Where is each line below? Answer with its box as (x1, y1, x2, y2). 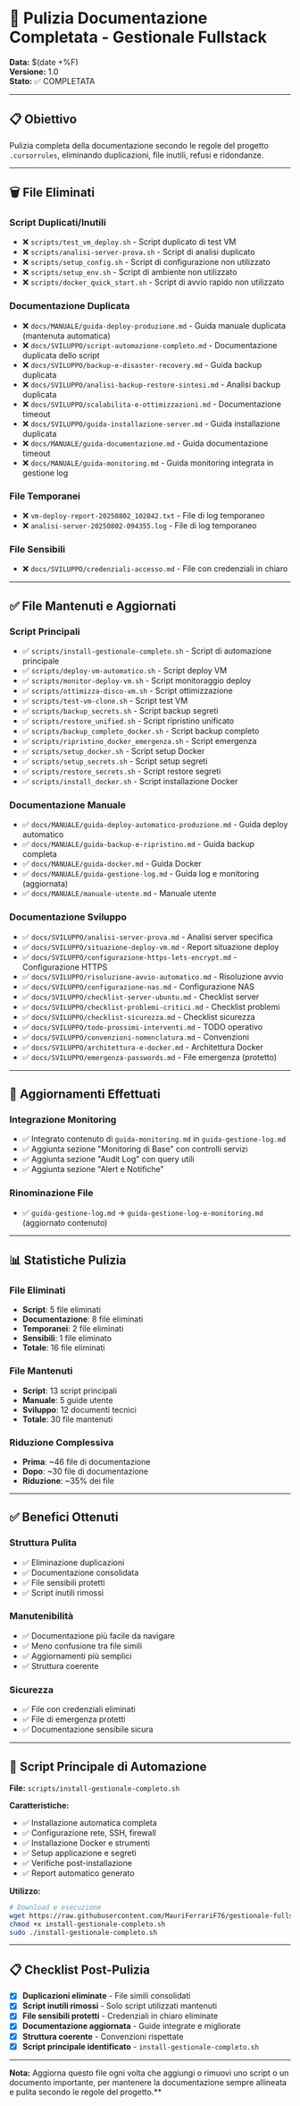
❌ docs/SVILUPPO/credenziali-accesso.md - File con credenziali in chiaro (21, 563, 288, 574)
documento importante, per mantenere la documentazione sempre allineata (9, 2076, 287, 2087)
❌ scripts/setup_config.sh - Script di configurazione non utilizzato (21, 257, 271, 268)
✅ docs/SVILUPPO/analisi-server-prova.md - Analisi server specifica (21, 931, 274, 942)
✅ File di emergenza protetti (21, 1714, 126, 1725)
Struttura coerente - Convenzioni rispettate (21, 2031, 184, 2042)
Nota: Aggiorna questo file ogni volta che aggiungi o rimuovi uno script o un (9, 2067, 289, 2078)
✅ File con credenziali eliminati (21, 1704, 136, 1715)
